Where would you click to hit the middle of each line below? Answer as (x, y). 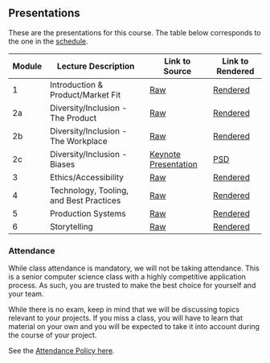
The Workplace (78, 141)
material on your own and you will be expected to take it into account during (134, 327)
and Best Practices (85, 200)
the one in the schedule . (48, 41)
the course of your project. (53, 335)
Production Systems (88, 213)
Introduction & (76, 85)
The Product (73, 118)
